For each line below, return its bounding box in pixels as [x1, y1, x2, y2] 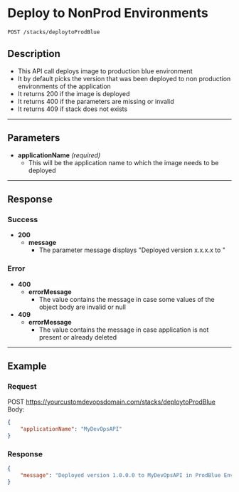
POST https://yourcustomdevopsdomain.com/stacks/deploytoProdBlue [7, 397, 216, 407]
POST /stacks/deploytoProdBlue [7, 28, 100, 36]
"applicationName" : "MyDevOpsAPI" [20, 426, 122, 433]
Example [7, 360, 47, 372]
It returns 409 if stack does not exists [17, 105, 128, 113]
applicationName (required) [17, 151, 101, 159]
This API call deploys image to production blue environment [17, 66, 193, 75]
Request [7, 381, 37, 391]
